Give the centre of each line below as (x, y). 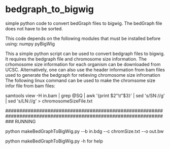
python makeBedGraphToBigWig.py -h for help (54, 141)
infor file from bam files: (30, 86)
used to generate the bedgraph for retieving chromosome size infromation (83, 75)
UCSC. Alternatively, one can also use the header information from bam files (85, 70)
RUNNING (25, 121)
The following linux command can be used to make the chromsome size (80, 80)
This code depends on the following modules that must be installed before (83, 38)
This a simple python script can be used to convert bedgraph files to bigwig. (85, 54)
